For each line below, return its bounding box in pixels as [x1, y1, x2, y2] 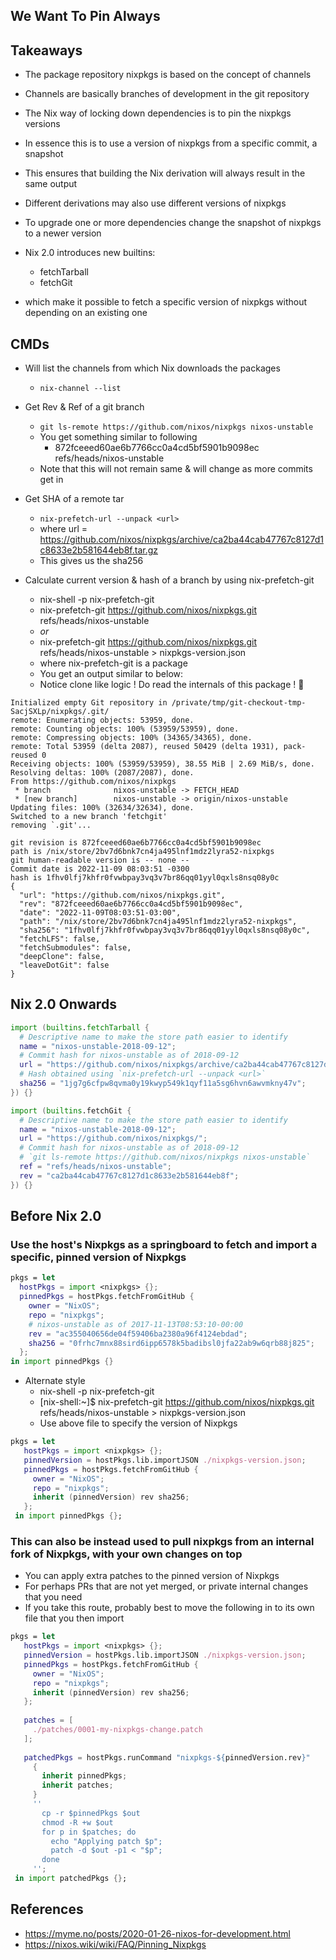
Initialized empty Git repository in [10, 698, 168, 708]
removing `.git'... [10, 820, 92, 831]
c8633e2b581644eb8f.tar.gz [39, 544, 159, 556]
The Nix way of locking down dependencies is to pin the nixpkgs [24, 107, 292, 119]
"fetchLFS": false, [19, 934, 101, 944]
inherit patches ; [41, 1780, 114, 1791]
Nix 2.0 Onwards [10, 996, 117, 1013]
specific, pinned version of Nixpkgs [10, 1250, 187, 1264]
